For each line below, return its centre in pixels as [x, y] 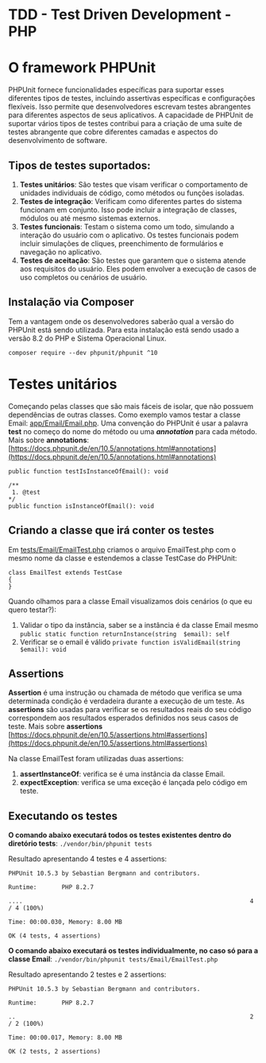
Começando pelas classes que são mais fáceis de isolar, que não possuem [131, 406]
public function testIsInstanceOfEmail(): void [89, 471]
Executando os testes [63, 816]
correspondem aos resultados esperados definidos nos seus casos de [123, 718]
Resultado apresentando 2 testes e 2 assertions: [87, 975]
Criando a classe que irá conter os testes [111, 531]
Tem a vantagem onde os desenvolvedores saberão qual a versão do [121, 321]
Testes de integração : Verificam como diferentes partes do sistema [131, 201]
